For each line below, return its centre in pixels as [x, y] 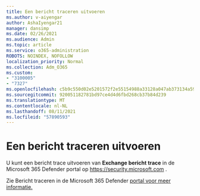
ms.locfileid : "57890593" [38, 117]
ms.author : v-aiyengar [34, 17]
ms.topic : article [29, 45]
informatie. [19, 187]
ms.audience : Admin [30, 39]
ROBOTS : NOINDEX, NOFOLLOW [40, 56]
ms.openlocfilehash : [32, 89]
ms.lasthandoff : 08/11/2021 [41, 111]
